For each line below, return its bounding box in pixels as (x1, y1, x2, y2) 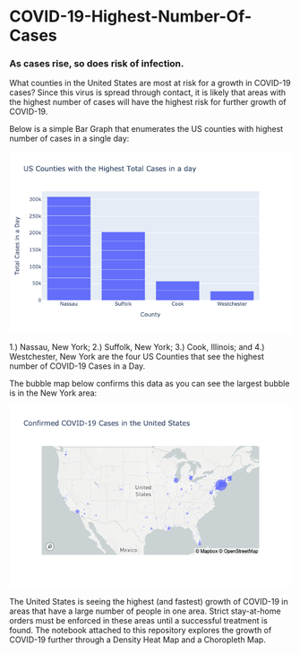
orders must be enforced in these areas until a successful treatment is (9, 615, 269, 626)
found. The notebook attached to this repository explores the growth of (9, 625, 272, 636)
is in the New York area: (9, 388, 98, 398)
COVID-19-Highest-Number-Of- (9, 6, 253, 27)
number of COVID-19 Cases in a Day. (9, 361, 146, 371)
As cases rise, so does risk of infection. (9, 57, 184, 70)
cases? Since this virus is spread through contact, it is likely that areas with (9, 87, 287, 98)
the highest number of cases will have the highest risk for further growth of (9, 97, 287, 108)
